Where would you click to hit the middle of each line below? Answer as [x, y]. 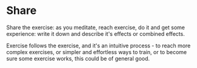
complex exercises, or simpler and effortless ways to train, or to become [97, 52]
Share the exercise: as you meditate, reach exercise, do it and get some [96, 27]
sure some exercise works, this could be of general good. [78, 58]
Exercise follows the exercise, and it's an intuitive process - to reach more [98, 46]
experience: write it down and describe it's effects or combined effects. [95, 33]
